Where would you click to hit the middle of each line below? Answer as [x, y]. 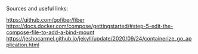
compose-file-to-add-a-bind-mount [50, 32]
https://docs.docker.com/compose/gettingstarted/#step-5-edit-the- [90, 26]
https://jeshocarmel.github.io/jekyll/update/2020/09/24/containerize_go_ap [99, 38]
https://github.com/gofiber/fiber [45, 20]
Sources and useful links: [37, 9]
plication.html [23, 45]
